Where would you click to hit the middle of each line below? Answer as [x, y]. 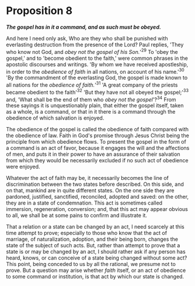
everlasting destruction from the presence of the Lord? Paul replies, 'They [95, 45]
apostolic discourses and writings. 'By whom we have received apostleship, [97, 64]
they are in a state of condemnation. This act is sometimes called [84, 203]
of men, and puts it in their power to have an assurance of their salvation [93, 154]
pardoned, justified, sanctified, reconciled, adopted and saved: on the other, [97, 197]
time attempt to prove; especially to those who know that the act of [87, 233]
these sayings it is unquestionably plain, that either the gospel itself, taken [95, 105]
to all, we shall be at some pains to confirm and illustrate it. [77, 216]
